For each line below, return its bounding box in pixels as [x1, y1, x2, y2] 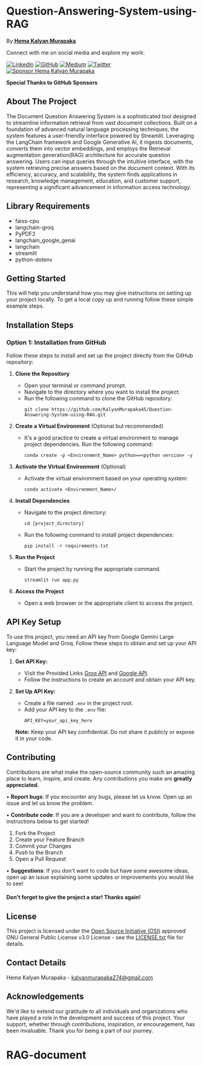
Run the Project [15, 554, 55, 561]
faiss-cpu [15, 217, 39, 224]
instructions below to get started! [6, 818, 89, 825]
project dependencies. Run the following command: [24, 441, 153, 448]
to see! [6, 879, 24, 887]
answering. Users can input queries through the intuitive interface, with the [6, 158, 193, 165]
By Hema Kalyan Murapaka [6, 37, 76, 44]
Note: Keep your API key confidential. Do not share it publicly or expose [15, 728, 195, 735]
